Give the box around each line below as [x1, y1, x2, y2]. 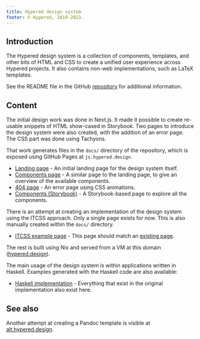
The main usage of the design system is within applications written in [6, 262, 176, 269]
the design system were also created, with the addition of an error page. [6, 129, 184, 136]
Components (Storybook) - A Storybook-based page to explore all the [14, 190, 187, 197]
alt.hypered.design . [6, 325, 54, 332]
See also [6, 303, 39, 314]
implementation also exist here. [14, 286, 92, 294]
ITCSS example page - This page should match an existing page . [14, 233, 175, 240]
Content [6, 100, 38, 111]
